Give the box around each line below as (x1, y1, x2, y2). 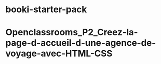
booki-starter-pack (5, 4, 87, 15)
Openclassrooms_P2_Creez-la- (5, 27, 138, 38)
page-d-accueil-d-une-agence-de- (5, 37, 156, 49)
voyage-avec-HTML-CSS (5, 48, 113, 59)
